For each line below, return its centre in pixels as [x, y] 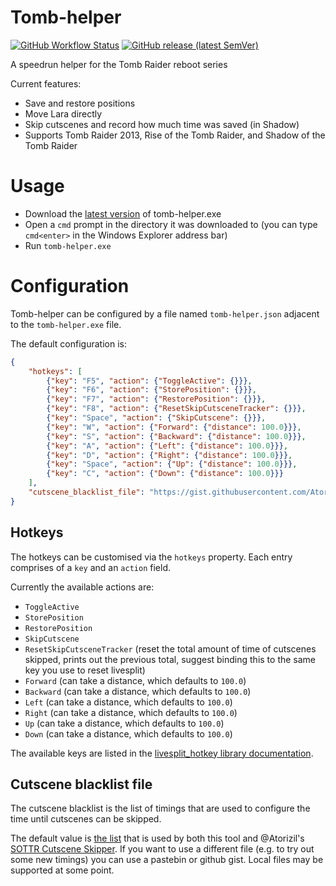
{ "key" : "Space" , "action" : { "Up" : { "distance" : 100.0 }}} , [172, 464]
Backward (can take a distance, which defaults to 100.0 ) [138, 691]
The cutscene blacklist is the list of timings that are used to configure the [160, 808]
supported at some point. [62, 870]
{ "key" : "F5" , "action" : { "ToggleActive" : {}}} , [149, 381]
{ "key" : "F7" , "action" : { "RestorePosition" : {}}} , [156, 399]
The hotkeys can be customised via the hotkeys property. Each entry [151, 557]
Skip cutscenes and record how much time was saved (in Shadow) [162, 124]
